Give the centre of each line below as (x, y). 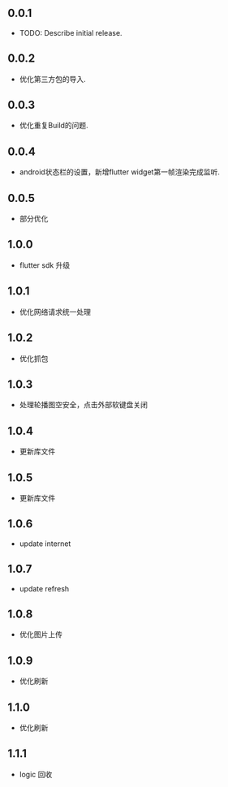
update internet (45, 544)
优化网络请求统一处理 (55, 312)
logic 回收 (36, 774)
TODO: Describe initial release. (71, 32)
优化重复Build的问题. (54, 126)
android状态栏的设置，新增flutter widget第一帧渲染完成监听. (119, 172)
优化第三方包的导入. (52, 79)
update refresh (44, 588)
